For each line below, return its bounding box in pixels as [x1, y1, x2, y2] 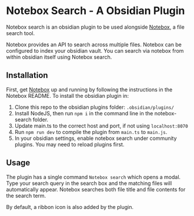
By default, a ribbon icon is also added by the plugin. [6, 203, 134, 210]
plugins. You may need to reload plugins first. [14, 140, 125, 148]
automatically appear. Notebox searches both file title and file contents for [6, 186, 186, 193]
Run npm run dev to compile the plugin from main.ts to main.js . [14, 128, 168, 135]
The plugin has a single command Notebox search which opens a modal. [6, 173, 181, 180]
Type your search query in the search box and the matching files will [6, 180, 172, 187]
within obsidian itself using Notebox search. [6, 53, 112, 60]
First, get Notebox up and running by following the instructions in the [6, 86, 173, 93]
